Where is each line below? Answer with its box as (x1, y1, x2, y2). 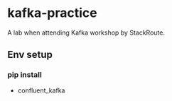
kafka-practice (7, 5, 97, 21)
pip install (7, 70, 43, 80)
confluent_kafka (17, 86, 65, 95)
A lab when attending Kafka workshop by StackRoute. (7, 28, 166, 37)
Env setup (7, 49, 53, 61)
